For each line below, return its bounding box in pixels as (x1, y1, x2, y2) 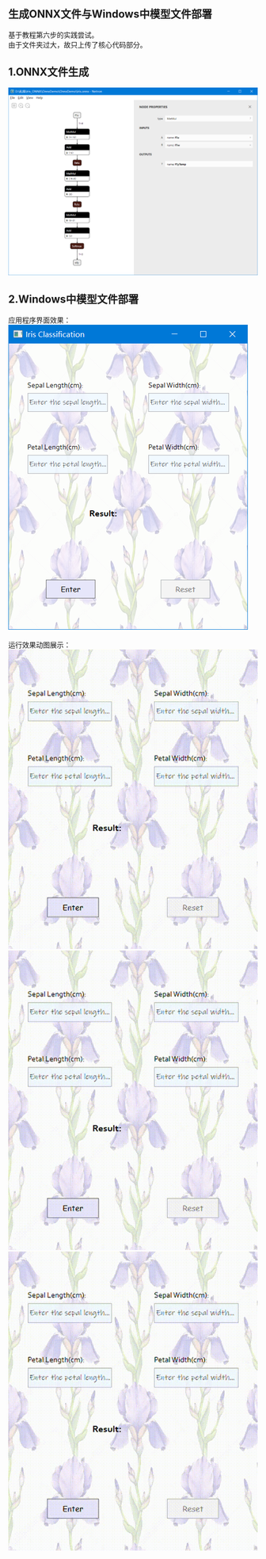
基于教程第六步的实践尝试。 (8, 30, 99, 40)
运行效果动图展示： (8, 640, 71, 650)
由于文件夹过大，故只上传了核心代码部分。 (8, 40, 147, 49)
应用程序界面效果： (8, 315, 71, 325)
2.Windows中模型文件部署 (8, 292, 139, 307)
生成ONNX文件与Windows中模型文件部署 (8, 7, 212, 21)
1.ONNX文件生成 (8, 66, 89, 79)
